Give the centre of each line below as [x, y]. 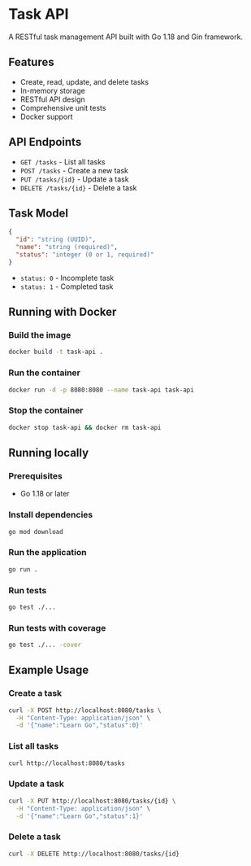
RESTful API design [52, 99]
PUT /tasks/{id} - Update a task [74, 179]
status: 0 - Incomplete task [67, 278]
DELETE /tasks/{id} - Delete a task [78, 187]
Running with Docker [63, 312]
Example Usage [49, 670]
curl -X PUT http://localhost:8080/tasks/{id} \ [92, 801]
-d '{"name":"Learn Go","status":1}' [80, 816]
